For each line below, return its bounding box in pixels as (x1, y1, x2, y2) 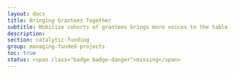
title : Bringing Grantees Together (7, 17, 112, 24)
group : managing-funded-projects (7, 43, 106, 50)
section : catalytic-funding (7, 37, 90, 44)
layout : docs (7, 10, 46, 18)
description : (7, 30, 46, 37)
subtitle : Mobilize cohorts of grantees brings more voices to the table (7, 23, 229, 30)
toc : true (7, 50, 37, 57)
